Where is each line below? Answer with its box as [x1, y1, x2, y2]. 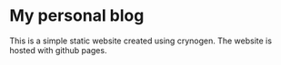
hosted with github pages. [9, 44, 107, 55]
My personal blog [9, 5, 145, 26]
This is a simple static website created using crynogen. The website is [9, 35, 273, 46]
